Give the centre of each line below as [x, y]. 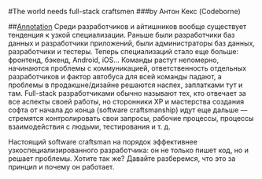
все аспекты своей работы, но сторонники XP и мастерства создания [126, 102]
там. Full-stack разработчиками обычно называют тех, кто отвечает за [127, 93]
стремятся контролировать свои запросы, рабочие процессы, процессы [131, 118]
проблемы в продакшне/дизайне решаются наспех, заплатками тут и [125, 85]
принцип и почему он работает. [61, 167]
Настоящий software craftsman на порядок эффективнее [103, 142]
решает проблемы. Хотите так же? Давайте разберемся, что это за [122, 159]
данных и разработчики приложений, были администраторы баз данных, [132, 43]
